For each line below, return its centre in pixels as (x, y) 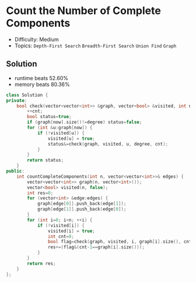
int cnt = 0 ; (61, 236)
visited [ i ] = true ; (71, 231)
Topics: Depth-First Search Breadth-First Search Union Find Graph (95, 46)
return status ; (45, 160)
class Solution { (27, 95)
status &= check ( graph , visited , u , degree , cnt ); (108, 144)
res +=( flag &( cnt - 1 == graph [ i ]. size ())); (96, 247)
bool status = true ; (49, 117)
